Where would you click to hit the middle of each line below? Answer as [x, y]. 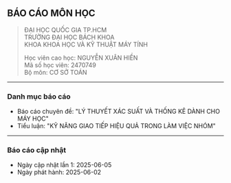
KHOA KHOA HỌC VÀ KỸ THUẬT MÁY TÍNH [86, 44]
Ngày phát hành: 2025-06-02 [59, 172]
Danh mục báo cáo [39, 96]
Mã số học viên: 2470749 [60, 65]
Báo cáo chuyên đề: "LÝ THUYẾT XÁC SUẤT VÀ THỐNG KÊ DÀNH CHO [118, 112]
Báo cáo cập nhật [37, 150]
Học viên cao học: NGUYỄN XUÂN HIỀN [81, 58]
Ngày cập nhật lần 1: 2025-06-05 [64, 165]
